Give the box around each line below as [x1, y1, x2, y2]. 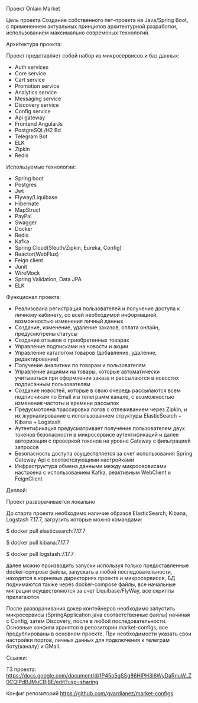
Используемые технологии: [6, 163, 76, 170]
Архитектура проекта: [6, 41, 62, 47]
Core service [14, 70, 47, 77]
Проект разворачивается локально [6, 498, 96, 505]
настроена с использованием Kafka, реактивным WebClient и [14, 469, 171, 476]
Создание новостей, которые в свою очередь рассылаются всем [14, 387, 181, 394]
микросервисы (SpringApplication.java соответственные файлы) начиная [6, 611, 190, 618]
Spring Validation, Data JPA [14, 276, 82, 282]
